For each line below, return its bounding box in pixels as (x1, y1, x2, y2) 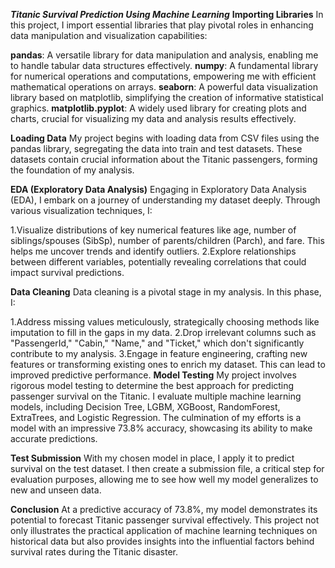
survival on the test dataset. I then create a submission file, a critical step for (10, 463, 325, 474)
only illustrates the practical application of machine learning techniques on (10, 525, 318, 536)
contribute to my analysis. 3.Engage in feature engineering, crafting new (10, 348, 308, 359)
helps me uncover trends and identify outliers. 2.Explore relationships (10, 245, 297, 257)
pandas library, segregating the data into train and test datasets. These (10, 143, 303, 154)
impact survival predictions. (10, 267, 125, 278)
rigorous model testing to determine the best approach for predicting (10, 380, 295, 391)
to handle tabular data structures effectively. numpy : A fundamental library (10, 60, 319, 71)
